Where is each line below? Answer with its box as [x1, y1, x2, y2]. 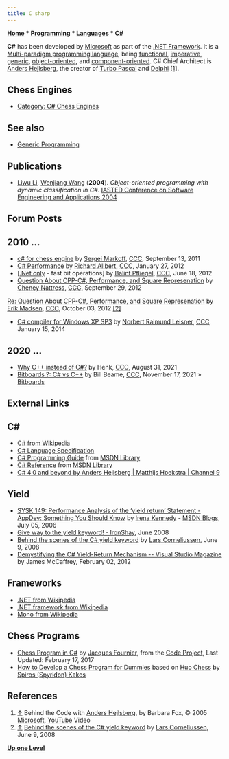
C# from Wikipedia [16, 439, 71, 447]
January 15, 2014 [16, 325, 66, 333]
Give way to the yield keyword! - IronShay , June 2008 [16, 528, 169, 536]
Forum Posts [7, 213, 62, 225]
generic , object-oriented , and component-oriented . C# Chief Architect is [7, 56, 213, 65]
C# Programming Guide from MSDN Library [16, 454, 141, 462]
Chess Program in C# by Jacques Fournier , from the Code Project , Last [16, 648, 218, 657]
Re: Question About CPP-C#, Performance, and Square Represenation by [7, 297, 214, 306]
